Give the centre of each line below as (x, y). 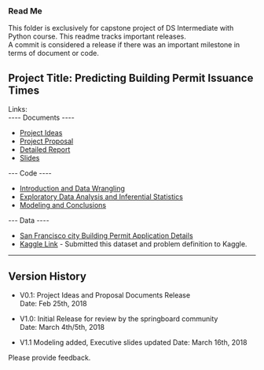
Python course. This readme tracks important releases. (97, 36)
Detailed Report (45, 150)
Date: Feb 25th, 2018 (53, 303)
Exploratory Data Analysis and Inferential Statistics (101, 197)
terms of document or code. (54, 54)
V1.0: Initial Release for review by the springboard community (119, 318)
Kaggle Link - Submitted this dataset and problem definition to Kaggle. (133, 244)
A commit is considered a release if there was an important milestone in (124, 45)
